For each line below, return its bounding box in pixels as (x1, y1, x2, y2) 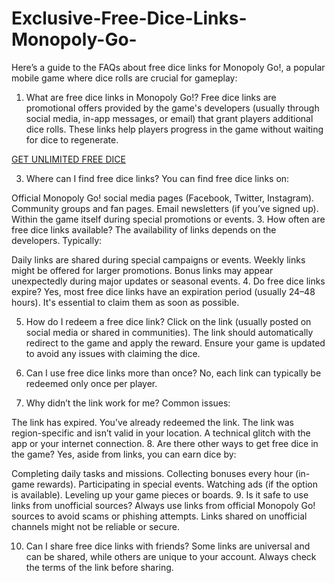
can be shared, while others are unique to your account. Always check (25, 550, 317, 562)
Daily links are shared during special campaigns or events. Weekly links (11, 253, 306, 266)
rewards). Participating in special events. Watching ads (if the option (36, 478, 318, 490)
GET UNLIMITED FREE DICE (11, 153, 126, 165)
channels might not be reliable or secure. (11, 520, 181, 532)
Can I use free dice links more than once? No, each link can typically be (25, 367, 322, 379)
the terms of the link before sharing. (25, 561, 174, 573)
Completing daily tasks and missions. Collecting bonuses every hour (11, 467, 294, 479)
